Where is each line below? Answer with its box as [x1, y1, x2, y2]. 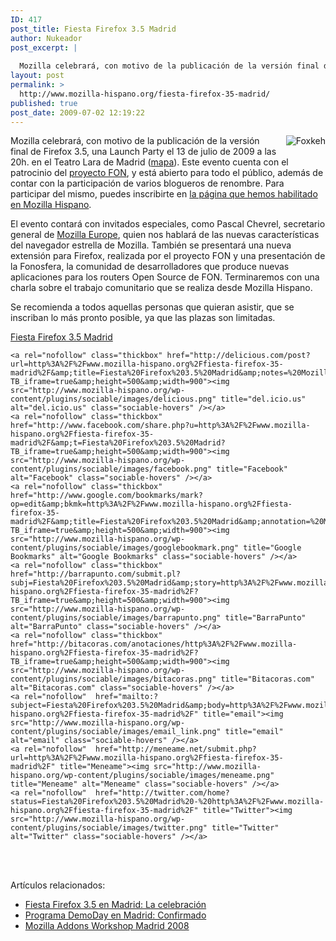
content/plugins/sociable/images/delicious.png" [10, 394, 217, 405]
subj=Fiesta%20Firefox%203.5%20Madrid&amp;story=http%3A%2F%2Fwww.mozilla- [10, 578, 333, 588]
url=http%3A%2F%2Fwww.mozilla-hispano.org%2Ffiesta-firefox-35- [10, 753, 284, 763]
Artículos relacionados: [10, 879, 106, 891]
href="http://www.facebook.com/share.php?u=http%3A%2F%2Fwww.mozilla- [10, 421, 311, 431]
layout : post [10, 71, 65, 81]
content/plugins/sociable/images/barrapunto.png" [10, 613, 222, 623]
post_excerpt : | [10, 42, 78, 53]
